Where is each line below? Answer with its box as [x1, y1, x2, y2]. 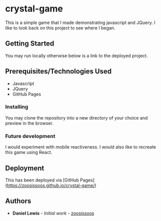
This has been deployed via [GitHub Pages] [5, 177, 95, 183]
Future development [5, 132, 55, 139]
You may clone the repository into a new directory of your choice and [5, 114, 148, 120]
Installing [5, 103, 28, 110]
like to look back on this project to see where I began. [5, 24, 115, 30]
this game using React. [5, 149, 52, 155]
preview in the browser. [5, 120, 53, 126]
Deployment [5, 163, 44, 172]
